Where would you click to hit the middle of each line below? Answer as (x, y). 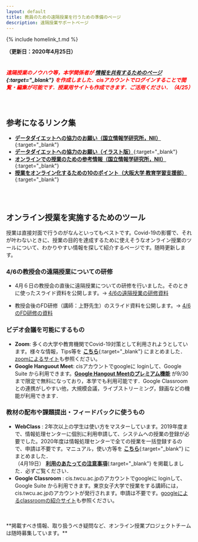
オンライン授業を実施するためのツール (76, 217)
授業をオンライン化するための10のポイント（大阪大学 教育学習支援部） (101, 173)
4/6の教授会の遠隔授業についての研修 (60, 272)
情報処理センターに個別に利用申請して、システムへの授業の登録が (105, 434)
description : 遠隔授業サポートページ (47, 22)
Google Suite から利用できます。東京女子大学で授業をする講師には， (98, 485)
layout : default (26, 12)
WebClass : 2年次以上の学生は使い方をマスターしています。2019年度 (99, 426)
